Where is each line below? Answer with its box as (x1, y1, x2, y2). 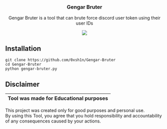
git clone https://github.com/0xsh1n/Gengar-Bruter (5, 58, 116, 63)
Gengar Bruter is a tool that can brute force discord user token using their (8, 15, 161, 21)
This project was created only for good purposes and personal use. (5, 107, 145, 113)
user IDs (75, 20, 94, 26)
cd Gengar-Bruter (5, 62, 42, 67)
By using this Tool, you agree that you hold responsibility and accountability (5, 112, 162, 118)
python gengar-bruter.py (5, 66, 57, 71)
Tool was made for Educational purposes (8, 94, 108, 101)
